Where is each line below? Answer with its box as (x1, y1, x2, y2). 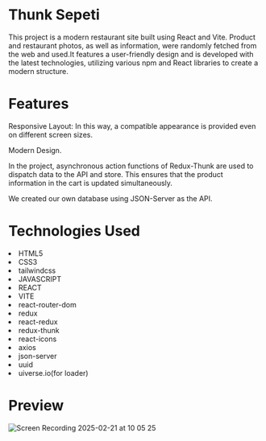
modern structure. (8, 66, 69, 76)
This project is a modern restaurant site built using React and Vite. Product (8, 32, 256, 42)
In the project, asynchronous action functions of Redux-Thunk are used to (8, 161, 254, 171)
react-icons (19, 334, 57, 344)
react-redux (19, 316, 58, 327)
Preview (8, 397, 64, 414)
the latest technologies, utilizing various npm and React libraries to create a (8, 58, 259, 68)
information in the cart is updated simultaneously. (8, 178, 173, 188)
